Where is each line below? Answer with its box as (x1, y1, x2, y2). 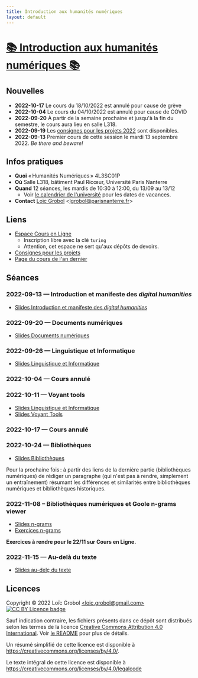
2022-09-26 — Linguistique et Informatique (6, 347, 135, 355)
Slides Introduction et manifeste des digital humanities (14, 304, 148, 311)
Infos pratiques (6, 156, 64, 166)
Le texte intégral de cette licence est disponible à (6, 659, 126, 666)
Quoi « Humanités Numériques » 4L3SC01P (14, 172, 121, 179)
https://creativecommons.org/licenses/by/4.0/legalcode (6, 665, 142, 672)
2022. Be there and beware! (14, 140, 84, 147)
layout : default (6, 14, 46, 20)
